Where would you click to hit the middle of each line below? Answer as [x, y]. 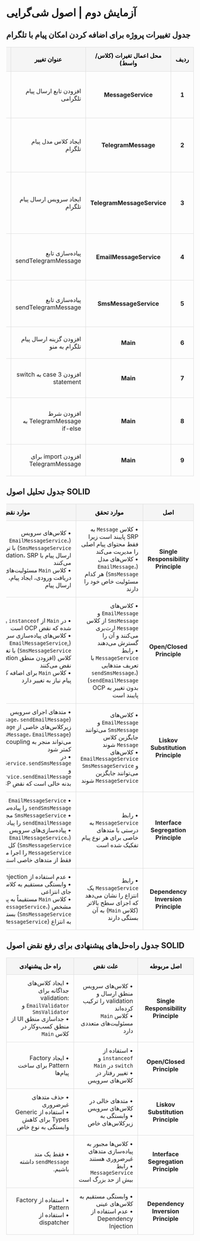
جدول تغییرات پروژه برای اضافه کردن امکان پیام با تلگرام [99, 35]
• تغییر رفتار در [114, 1073]
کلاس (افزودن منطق [45, 657]
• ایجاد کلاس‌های [49, 983]
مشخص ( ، [58, 906]
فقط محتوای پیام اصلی [110, 544]
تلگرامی [71, 98]
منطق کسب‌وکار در [45, 1026]
